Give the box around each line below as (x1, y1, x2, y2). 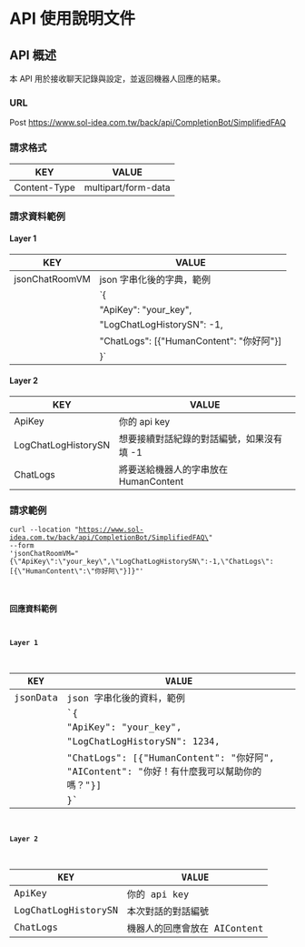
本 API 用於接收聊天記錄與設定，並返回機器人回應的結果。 (9, 74, 226, 84)
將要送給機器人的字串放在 (118, 463, 229, 476)
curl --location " (9, 525, 79, 535)
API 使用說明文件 (9, 8, 136, 29)
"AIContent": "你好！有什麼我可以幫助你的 (66, 766, 261, 778)
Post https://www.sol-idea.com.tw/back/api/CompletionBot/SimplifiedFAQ (9, 117, 286, 128)
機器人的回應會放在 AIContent (126, 922, 264, 934)
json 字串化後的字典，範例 (99, 273, 212, 286)
